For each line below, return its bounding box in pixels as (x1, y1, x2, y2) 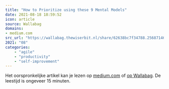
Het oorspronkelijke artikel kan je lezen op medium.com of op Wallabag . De (5, 72, 161, 78)
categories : (5, 45, 30, 50)
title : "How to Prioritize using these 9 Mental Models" (5, 7, 127, 13)
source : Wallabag (5, 21, 42, 27)
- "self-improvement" (14, 59, 59, 64)
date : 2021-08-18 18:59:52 (5, 12, 62, 17)
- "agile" (14, 49, 35, 54)
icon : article (5, 17, 35, 22)
